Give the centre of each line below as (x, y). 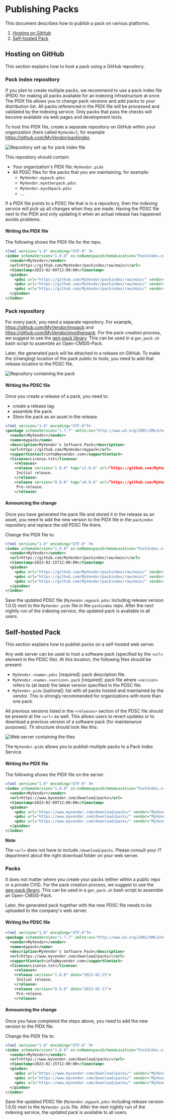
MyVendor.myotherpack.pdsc (48, 183)
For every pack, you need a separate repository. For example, (69, 322)
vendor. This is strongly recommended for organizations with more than (87, 696)
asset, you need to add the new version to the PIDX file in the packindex (79, 519)
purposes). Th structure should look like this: (52, 727)
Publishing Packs (42, 9)
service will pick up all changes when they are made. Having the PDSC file (82, 209)
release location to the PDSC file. (39, 364)
